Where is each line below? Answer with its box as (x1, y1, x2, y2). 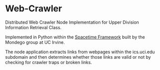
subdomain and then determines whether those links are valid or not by (5, 54, 151, 60)
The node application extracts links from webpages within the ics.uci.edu (5, 49, 155, 55)
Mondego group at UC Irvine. (5, 39, 65, 45)
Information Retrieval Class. (5, 24, 62, 30)
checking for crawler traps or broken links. (5, 59, 92, 65)
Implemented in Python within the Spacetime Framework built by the (5, 34, 145, 40)
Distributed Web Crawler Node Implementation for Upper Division (5, 19, 139, 25)
